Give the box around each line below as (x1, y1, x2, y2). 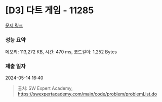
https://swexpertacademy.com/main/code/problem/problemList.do (17, 91, 157, 97)
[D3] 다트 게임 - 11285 (5, 5, 94, 16)
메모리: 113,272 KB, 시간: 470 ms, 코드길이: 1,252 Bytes (5, 49, 117, 55)
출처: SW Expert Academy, (17, 85, 73, 91)
